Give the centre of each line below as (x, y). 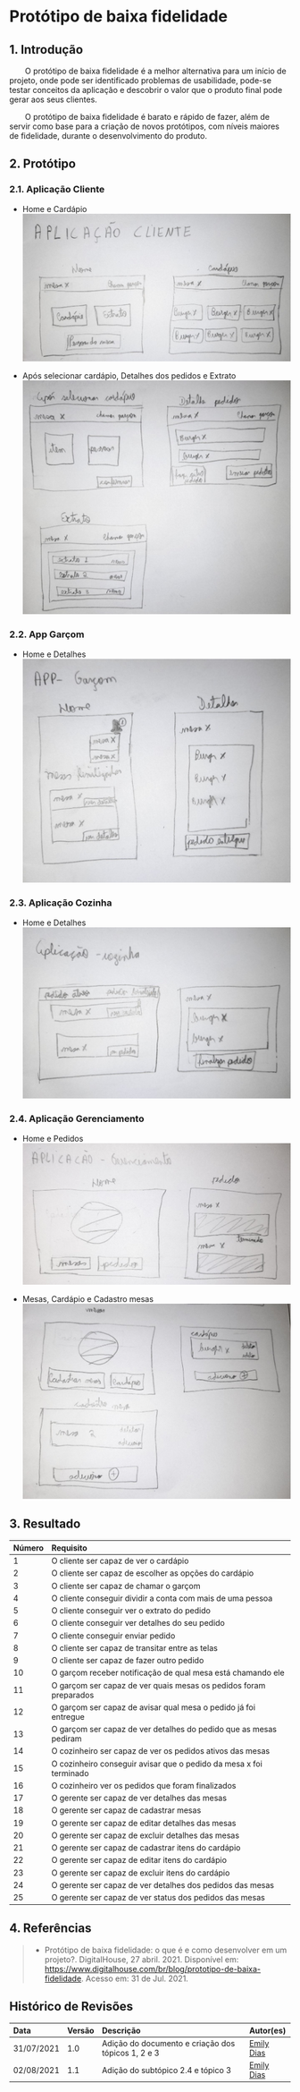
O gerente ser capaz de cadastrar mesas (126, 1810)
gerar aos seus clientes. (54, 99)
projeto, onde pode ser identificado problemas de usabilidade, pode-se (141, 81)
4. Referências (50, 1929)
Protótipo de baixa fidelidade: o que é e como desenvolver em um (166, 1950)
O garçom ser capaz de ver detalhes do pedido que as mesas (164, 1730)
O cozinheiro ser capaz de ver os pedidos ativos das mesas (161, 1751)
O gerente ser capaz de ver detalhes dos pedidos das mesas (163, 1884)
